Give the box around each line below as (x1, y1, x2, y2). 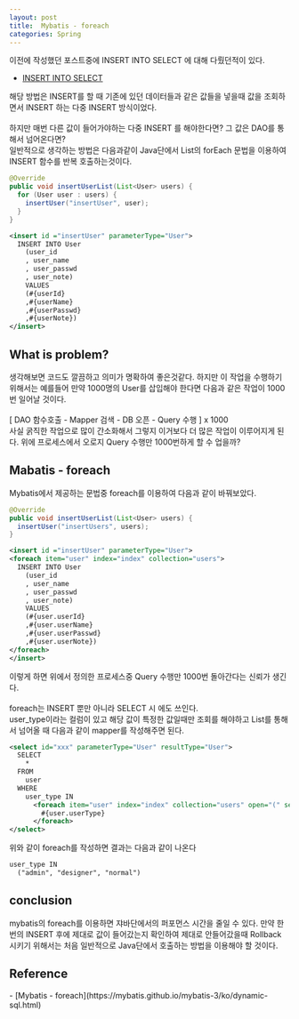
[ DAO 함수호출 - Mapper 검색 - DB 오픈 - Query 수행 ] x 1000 (9, 414, 229, 425)
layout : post (9, 12, 58, 22)
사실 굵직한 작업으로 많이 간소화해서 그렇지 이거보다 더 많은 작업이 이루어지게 (9, 425, 276, 436)
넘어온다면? (25, 134, 67, 145)
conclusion (9, 893, 73, 908)
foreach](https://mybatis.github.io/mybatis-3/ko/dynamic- (54, 990, 269, 1000)
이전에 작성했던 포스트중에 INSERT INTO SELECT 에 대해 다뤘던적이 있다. (9, 55, 265, 66)
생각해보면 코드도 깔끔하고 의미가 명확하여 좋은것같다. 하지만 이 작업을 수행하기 (9, 371, 283, 382)
